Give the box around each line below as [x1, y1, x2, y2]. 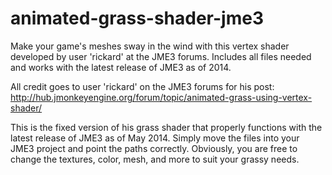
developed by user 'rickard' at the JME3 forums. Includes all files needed [10, 50, 312, 62]
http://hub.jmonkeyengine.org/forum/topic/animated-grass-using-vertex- [10, 91, 313, 103]
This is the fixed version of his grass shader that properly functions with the [10, 121, 323, 133]
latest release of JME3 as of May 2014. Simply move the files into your [10, 132, 300, 144]
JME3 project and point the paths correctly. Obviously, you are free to [10, 142, 298, 154]
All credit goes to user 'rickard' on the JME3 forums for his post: [10, 80, 275, 92]
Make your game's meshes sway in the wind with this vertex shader [10, 40, 290, 52]
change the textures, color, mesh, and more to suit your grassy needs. [10, 153, 300, 165]
